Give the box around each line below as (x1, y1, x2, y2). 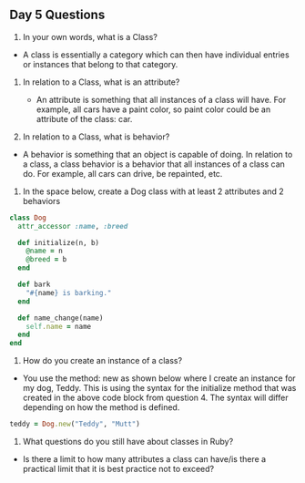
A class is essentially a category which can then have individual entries (22, 49, 290, 60)
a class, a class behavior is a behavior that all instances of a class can (22, 159, 285, 170)
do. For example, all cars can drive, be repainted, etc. (22, 168, 223, 179)
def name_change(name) (17, 313, 104, 323)
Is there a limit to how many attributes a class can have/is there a (22, 454, 267, 465)
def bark (17, 280, 51, 290)
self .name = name (25, 322, 92, 331)
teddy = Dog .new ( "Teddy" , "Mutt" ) (9, 419, 141, 429)
